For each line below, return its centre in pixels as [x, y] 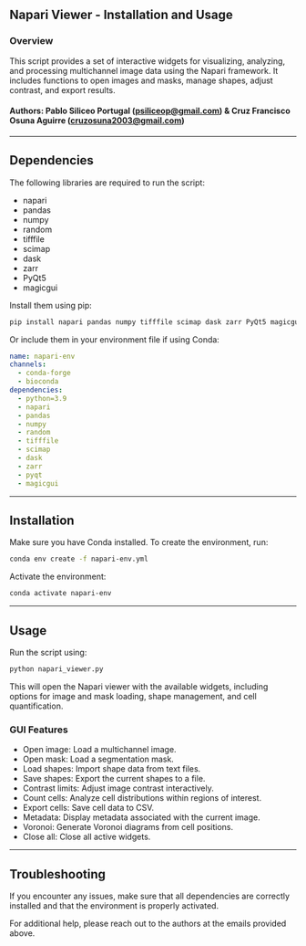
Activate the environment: [58, 577]
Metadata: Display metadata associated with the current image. [142, 817]
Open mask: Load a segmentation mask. [98, 759]
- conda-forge [44, 373]
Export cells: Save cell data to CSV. [88, 808]
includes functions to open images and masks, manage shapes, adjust [141, 80]
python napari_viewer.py [56, 669]
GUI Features [39, 730]
